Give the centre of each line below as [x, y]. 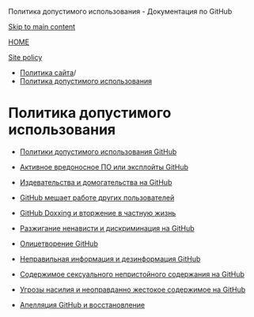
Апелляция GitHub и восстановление [82, 304]
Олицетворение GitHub [59, 243]
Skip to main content [42, 26]
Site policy [25, 57]
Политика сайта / [48, 73]
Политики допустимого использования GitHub [98, 151]
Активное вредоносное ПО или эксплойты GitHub [104, 167]
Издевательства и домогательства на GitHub [96, 182]
